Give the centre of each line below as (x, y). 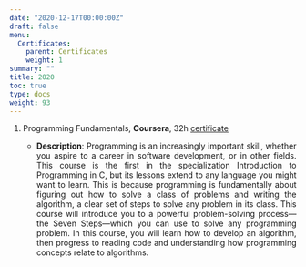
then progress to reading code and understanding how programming (166, 243)
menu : (20, 35)
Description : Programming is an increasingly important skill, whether (166, 146)
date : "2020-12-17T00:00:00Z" (67, 18)
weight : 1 (45, 60)
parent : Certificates (66, 52)
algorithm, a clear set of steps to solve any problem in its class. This (166, 204)
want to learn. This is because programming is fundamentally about (166, 185)
